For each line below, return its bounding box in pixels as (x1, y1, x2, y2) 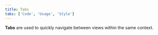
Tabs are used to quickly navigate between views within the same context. (5, 24, 154, 30)
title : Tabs (5, 7, 29, 12)
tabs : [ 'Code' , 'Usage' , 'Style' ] (5, 12, 75, 16)
